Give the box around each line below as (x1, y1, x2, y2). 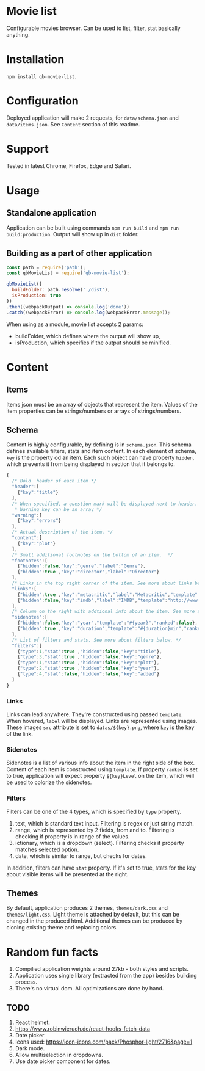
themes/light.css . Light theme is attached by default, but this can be (6, 911, 180, 918)
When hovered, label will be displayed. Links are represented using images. (6, 717, 198, 724)
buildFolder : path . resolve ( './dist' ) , (12, 287, 111, 293)
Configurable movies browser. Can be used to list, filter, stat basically (6, 24, 181, 32)
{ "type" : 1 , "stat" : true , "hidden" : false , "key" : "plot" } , (17, 659, 160, 666)
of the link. (6, 730, 34, 737)
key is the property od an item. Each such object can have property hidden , (6, 454, 195, 462)
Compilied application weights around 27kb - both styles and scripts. (15, 965, 189, 973)
